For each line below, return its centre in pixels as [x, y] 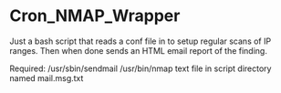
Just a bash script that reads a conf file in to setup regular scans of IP [140, 41]
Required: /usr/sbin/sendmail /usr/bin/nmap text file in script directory [140, 68]
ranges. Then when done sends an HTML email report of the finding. [138, 50]
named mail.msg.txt [47, 77]
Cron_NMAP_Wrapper [95, 16]
